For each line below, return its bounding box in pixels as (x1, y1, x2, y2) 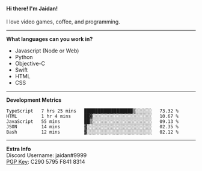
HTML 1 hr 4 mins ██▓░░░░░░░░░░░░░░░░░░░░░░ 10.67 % (6, 113, 179, 120)
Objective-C (14, 60, 46, 67)
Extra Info (6, 145, 31, 153)
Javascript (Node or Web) (14, 47, 79, 54)
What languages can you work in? (6, 36, 93, 43)
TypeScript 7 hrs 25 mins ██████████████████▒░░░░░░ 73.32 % (6, 108, 179, 114)
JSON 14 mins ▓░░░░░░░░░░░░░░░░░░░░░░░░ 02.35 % (6, 124, 179, 130)
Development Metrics (6, 96, 62, 104)
